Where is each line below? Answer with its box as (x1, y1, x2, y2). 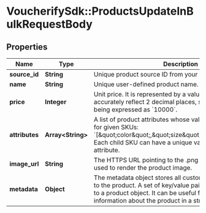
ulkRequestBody (6, 17, 93, 31)
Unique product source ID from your (94, 70, 198, 78)
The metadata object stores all (94, 173, 181, 182)
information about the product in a (94, 196, 192, 204)
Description (163, 60, 198, 68)
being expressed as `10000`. (94, 105, 178, 114)
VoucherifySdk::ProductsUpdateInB (6, 4, 194, 18)
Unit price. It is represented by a (94, 90, 186, 99)
